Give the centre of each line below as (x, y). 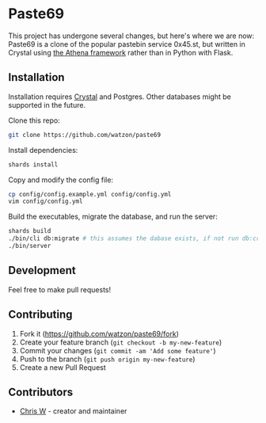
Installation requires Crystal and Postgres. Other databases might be (120, 97)
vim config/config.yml (46, 202)
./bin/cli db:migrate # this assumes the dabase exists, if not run (123, 238)
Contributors (41, 392)
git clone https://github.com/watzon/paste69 (84, 135)
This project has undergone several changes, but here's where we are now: (131, 36)
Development (42, 271)
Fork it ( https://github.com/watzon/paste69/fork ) (99, 333)
